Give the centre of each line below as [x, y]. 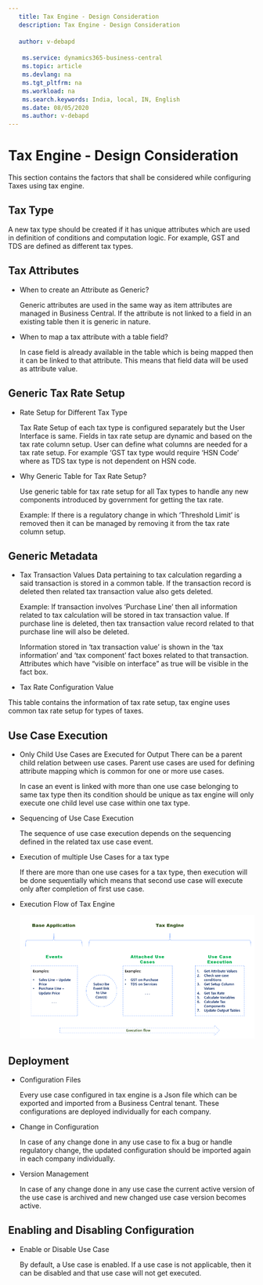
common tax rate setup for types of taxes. [76, 711]
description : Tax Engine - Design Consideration [99, 25]
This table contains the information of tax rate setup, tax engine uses [119, 703]
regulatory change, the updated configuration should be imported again [135, 1150]
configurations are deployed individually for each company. [115, 1112]
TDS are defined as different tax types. [70, 246]
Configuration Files [50, 1079]
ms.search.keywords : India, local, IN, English [101, 99]
